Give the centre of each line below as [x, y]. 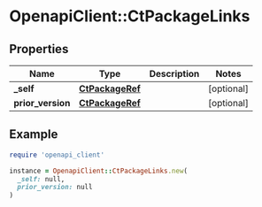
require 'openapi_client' [57, 155]
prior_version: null [55, 188]
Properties [39, 49]
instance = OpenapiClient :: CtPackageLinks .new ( [99, 171]
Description [174, 74]
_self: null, [41, 179]
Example [34, 134]
